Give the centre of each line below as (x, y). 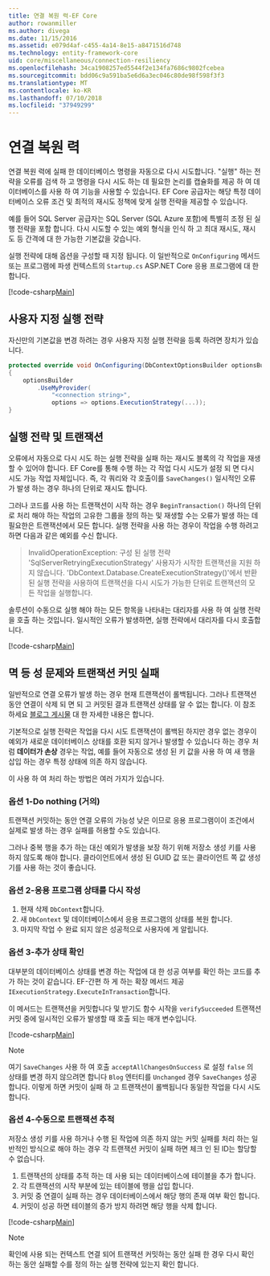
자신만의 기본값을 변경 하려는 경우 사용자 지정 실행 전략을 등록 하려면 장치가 (126, 340)
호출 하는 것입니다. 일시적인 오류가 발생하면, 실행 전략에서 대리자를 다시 (128, 620)
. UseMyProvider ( (64, 388)
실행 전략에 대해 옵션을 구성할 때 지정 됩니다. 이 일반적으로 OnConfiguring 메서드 (135, 256)
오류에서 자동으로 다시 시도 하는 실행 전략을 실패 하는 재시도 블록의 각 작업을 (127, 458)
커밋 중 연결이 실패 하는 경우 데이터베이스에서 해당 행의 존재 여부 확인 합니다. (140, 1196)
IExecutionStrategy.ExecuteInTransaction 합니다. (89, 991)
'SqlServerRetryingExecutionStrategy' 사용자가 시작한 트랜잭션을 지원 (140, 562)
